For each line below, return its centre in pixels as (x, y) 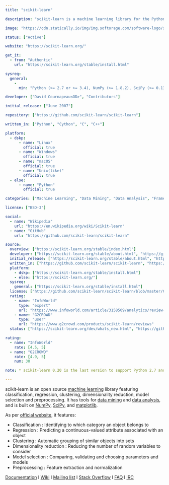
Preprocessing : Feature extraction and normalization (67, 467)
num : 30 (22, 361)
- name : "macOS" (35, 162)
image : (12, 28)
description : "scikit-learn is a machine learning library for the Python (85, 19)
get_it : (13, 55)
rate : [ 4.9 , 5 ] (30, 357)
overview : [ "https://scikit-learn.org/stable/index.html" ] (73, 249)
